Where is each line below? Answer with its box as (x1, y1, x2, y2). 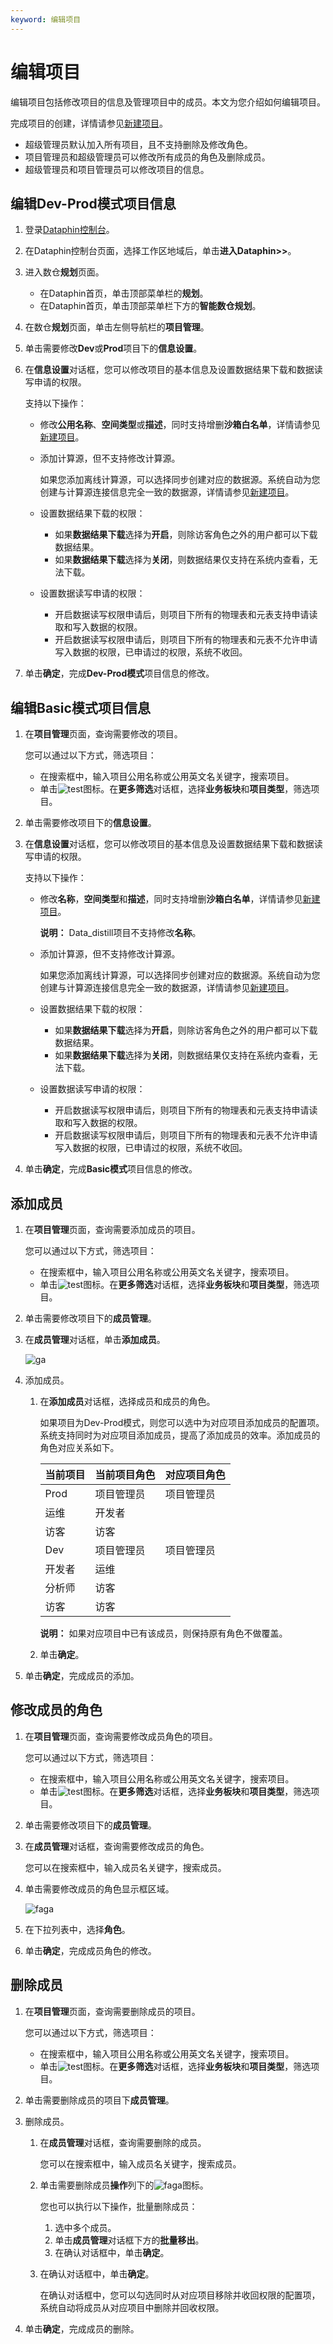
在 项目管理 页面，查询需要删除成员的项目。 (24, 2005, 201, 2017)
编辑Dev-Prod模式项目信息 (10, 195, 177, 212)
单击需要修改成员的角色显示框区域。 (24, 1882, 175, 1895)
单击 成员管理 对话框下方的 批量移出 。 (54, 2234, 205, 2246)
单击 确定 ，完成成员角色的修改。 (24, 1944, 157, 1956)
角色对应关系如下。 (39, 1442, 120, 1453)
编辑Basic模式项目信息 (10, 699, 151, 716)
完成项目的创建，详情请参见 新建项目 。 (10, 117, 168, 129)
